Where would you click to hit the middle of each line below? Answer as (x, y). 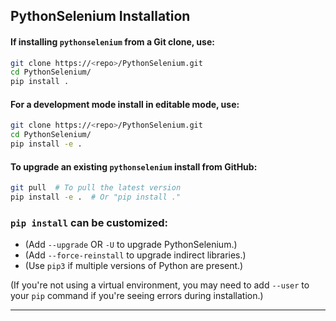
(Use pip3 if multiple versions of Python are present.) (134, 266)
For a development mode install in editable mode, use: (125, 104)
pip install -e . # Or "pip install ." (96, 197)
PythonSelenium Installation (100, 16)
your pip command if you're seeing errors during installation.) (137, 296)
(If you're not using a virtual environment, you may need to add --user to (160, 285)
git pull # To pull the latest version (96, 188)
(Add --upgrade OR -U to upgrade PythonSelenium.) (131, 245)
